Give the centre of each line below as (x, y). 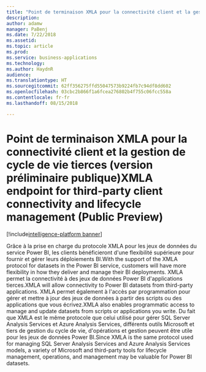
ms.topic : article (30, 47)
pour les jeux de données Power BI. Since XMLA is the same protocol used (100, 337)
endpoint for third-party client (85, 191)
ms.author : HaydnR (30, 69)
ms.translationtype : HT (37, 80)
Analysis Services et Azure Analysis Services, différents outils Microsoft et (101, 324)
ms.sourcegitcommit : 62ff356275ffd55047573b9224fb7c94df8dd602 (89, 86)
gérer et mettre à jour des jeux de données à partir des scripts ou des (94, 298)
